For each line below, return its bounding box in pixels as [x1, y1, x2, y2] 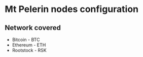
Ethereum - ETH [12, 42, 46, 48]
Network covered [5, 23, 61, 32]
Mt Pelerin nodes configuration [5, 3, 139, 15]
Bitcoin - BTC [12, 36, 40, 42]
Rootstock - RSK [12, 47, 47, 53]
